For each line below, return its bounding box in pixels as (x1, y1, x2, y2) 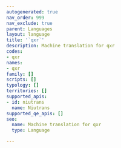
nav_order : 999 (6, 15, 45, 21)
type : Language (11, 127, 50, 133)
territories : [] (6, 88, 47, 94)
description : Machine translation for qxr (6, 43, 115, 49)
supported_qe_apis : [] (6, 110, 64, 116)
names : (6, 59, 23, 66)
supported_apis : (6, 93, 47, 99)
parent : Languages (6, 25, 53, 32)
